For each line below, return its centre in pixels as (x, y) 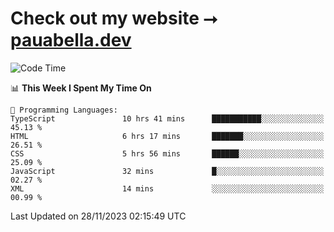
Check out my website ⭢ (114, 18)
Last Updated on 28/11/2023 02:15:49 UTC (98, 216)
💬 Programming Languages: (64, 110)
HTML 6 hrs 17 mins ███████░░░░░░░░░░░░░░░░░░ (167, 136)
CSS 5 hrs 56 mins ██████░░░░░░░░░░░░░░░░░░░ (167, 153)
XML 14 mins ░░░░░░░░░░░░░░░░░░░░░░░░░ (167, 188)
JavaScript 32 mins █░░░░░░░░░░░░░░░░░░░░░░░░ (167, 171)
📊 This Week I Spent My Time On (81, 88)
